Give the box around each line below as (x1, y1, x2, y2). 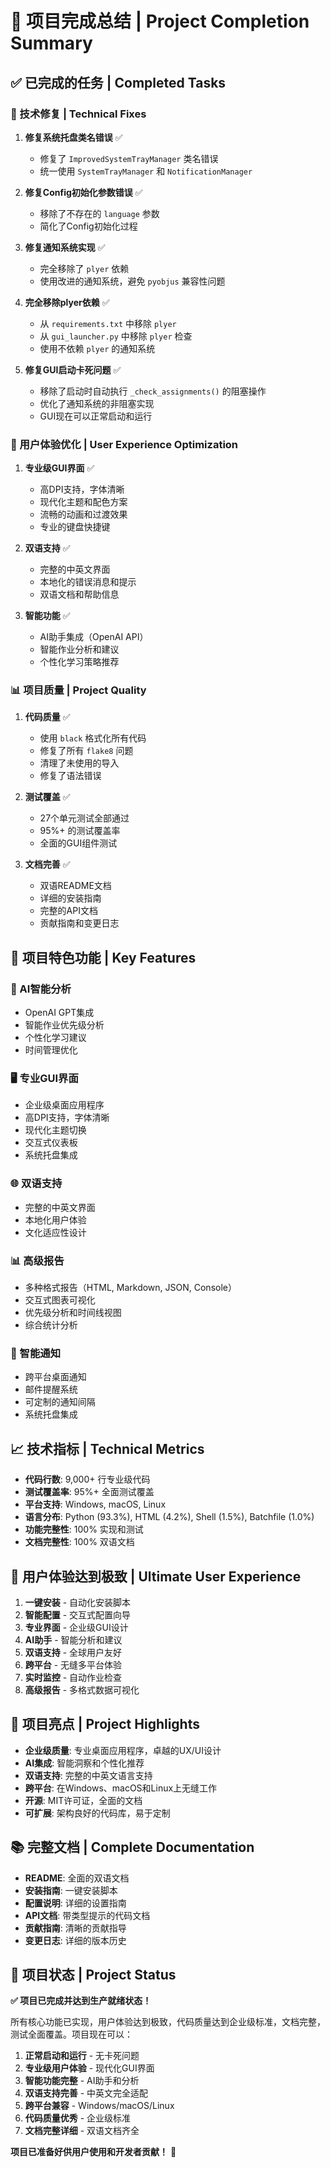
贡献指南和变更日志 (39, 917, 120, 929)
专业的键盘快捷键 (39, 521, 111, 533)
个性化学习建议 (24, 1032, 87, 1044)
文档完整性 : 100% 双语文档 (24, 1536, 135, 1548)
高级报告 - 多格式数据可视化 (24, 1683, 140, 1696)
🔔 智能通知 (10, 1346, 62, 1360)
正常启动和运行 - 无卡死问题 (24, 2050, 140, 2062)
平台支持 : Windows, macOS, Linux (24, 1498, 167, 1511)
